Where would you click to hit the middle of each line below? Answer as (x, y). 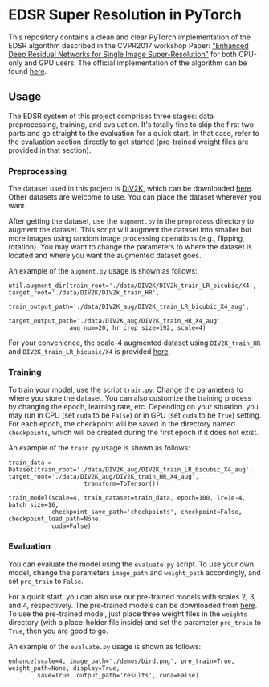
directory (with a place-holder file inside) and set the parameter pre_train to (135, 622)
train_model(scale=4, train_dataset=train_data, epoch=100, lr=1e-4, (127, 498)
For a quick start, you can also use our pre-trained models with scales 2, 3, (132, 596)
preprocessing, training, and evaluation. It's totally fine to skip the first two (131, 124)
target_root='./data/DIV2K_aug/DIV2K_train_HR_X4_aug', (104, 477)
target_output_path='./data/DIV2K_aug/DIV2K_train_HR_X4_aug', (116, 321)
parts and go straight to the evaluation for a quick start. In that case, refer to (134, 133)
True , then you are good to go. (58, 631)
